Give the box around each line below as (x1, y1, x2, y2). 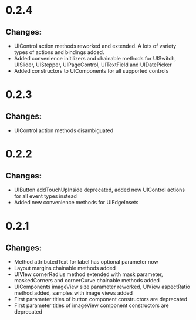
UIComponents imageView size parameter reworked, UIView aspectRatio (13, 283, 190, 290)
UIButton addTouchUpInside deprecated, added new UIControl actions (13, 186, 185, 193)
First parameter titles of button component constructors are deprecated (13, 296, 188, 302)
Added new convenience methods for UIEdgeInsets (13, 199, 139, 206)
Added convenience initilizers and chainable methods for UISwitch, (13, 55, 177, 62)
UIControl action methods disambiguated (13, 127, 114, 134)
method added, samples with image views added (13, 289, 133, 297)
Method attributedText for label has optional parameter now (13, 258, 159, 265)
